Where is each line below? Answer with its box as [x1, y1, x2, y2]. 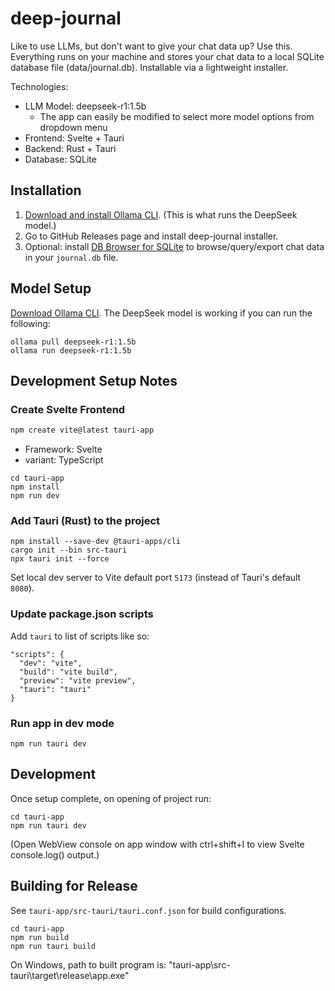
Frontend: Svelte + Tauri [24, 132, 125, 144]
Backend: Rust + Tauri [24, 142, 117, 154]
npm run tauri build [10, 941, 97, 951]
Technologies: [10, 80, 69, 92]
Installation [10, 182, 82, 199]
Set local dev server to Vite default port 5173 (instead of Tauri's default [10, 572, 302, 584]
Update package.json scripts [10, 607, 154, 621]
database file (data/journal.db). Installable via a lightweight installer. [10, 61, 289, 73]
